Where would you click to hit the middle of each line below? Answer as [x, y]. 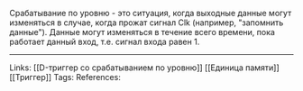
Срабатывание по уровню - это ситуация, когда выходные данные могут [151, 13]
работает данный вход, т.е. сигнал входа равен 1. [105, 41]
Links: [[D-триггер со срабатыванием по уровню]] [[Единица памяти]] [144, 68]
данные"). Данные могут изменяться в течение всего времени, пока [142, 32]
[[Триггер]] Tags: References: [65, 77]
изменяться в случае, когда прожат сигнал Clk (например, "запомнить [147, 23]
